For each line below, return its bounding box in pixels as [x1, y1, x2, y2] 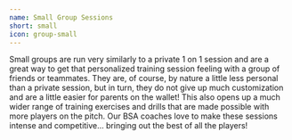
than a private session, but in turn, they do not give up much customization [9, 82, 284, 94]
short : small [9, 21, 58, 30]
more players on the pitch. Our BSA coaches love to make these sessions [9, 111, 278, 121]
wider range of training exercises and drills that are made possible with [9, 102, 270, 112]
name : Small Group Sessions [9, 12, 114, 22]
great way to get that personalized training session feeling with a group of [9, 63, 280, 74]
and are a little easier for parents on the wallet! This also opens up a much [9, 92, 280, 103]
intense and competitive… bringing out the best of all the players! [9, 120, 248, 131]
